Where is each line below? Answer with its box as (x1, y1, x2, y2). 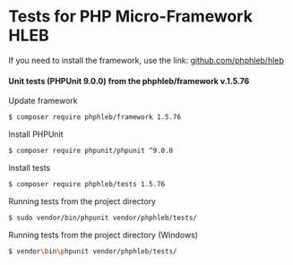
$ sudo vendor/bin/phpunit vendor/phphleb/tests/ (8, 213, 198, 222)
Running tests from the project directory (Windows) (8, 229, 199, 240)
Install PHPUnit (8, 129, 64, 140)
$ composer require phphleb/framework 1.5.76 (8, 113, 181, 122)
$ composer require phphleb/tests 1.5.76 (8, 179, 166, 189)
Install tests (8, 162, 51, 173)
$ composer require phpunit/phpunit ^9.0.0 (8, 146, 174, 156)
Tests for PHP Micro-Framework (8, 6, 253, 27)
